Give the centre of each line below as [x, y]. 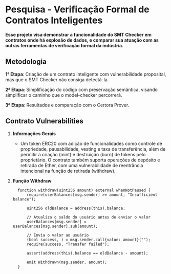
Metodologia [26, 62]
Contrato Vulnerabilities [44, 121]
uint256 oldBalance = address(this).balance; [76, 208]
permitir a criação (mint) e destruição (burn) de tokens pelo [83, 154]
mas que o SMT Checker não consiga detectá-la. [57, 79]
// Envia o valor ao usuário [58, 235]
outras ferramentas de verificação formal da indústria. [65, 45]
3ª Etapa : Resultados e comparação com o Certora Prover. [67, 105]
